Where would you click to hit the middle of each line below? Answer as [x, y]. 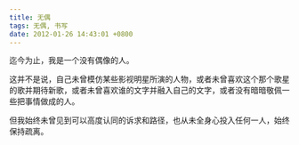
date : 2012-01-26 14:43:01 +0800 [71, 34]
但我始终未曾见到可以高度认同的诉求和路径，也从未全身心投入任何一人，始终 [149, 120]
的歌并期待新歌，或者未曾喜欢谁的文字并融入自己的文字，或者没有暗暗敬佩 [145, 91]
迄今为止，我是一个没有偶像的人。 [72, 60]
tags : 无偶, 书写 [39, 26]
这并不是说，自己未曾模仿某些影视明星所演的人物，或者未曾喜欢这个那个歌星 [149, 79]
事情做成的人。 [52, 101]
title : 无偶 [30, 17]
